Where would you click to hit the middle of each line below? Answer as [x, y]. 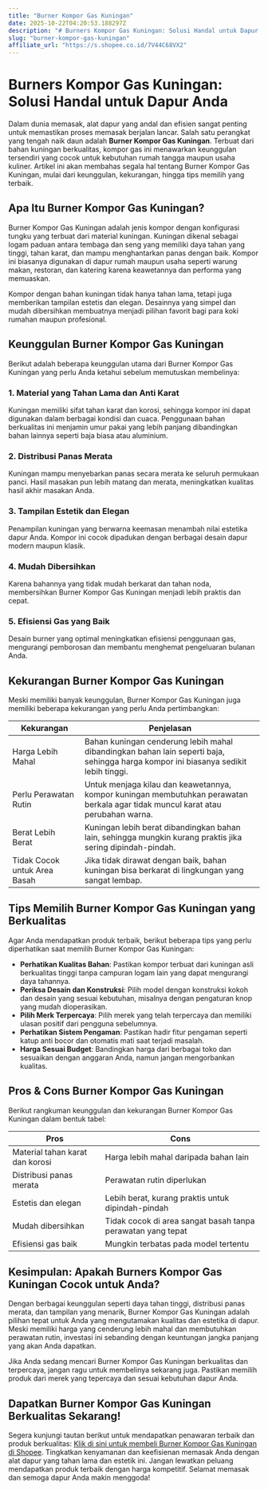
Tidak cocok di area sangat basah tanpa [180, 1220]
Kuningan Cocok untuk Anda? [84, 1284]
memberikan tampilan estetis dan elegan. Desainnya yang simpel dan [122, 302]
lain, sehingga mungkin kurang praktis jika [163, 837]
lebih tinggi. [106, 771]
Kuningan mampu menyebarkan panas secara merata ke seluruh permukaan [134, 474]
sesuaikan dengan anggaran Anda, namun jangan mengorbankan [127, 1057]
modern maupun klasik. [47, 545]
